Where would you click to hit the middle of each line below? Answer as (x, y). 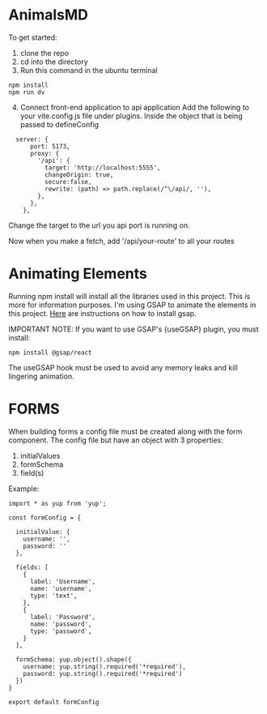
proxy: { (44, 153)
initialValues (40, 455)
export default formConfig (54, 702)
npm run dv (27, 92)
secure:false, (68, 182)
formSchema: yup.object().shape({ (74, 659)
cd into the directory (54, 62)
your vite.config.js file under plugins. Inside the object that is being (131, 116)
